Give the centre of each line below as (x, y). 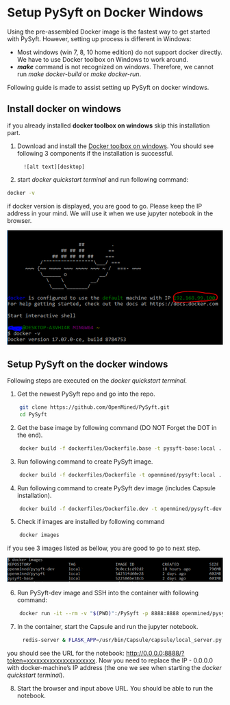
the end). (30, 435)
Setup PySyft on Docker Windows (105, 13)
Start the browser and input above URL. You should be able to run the (115, 689)
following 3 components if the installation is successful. (95, 153)
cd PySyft (34, 414)
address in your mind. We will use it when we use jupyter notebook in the (110, 213)
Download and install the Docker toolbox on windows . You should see (115, 146)
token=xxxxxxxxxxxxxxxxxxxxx (51, 660)
